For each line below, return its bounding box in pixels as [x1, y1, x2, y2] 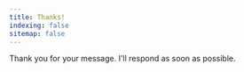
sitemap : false [9, 29, 66, 38]
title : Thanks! [9, 12, 66, 22]
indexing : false [9, 21, 69, 30]
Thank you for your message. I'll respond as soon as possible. [9, 54, 236, 64]
